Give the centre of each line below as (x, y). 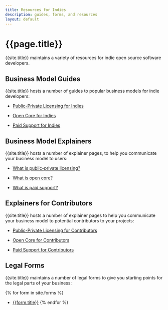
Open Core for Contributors (41, 240)
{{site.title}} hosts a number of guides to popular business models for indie (82, 91)
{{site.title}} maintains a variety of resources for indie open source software (83, 58)
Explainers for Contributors (49, 203)
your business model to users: (36, 158)
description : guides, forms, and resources (51, 15)
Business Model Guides (43, 79)
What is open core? (33, 178)
